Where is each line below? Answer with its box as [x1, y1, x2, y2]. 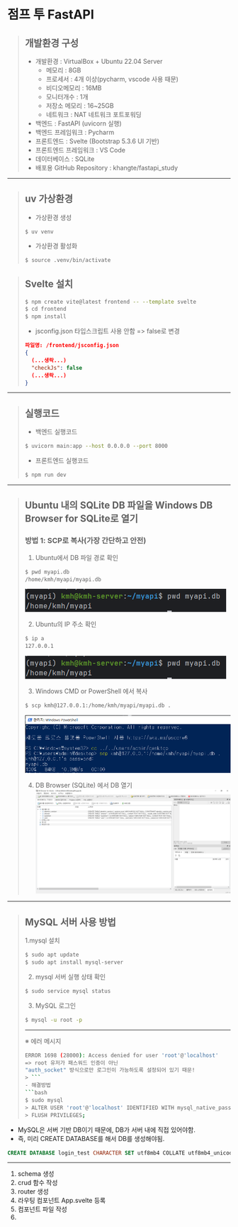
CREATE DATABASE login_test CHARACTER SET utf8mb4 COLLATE [7, 1149, 186, 1157]
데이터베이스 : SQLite [35, 155, 95, 163]
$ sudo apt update [24, 952, 79, 959]
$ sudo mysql [24, 1096, 64, 1104]
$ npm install [24, 313, 67, 320]
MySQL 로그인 [35, 1001, 76, 1010]
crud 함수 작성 [17, 1179, 58, 1187]
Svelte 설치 [24, 278, 73, 290]
